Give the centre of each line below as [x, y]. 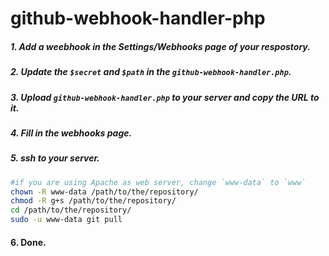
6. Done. [28, 242]
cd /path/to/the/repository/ [71, 210]
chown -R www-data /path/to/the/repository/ [104, 192]
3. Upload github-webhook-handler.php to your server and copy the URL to [165, 97]
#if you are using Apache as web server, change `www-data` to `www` [158, 182]
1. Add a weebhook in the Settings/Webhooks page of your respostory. [160, 46]
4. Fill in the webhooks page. [71, 133]
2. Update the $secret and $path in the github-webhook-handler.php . [151, 72]
